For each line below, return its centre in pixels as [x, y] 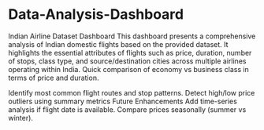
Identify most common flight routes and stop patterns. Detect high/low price [132, 92]
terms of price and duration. [54, 78]
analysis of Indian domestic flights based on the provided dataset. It [118, 44]
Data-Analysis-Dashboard [96, 14]
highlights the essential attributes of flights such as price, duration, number [130, 52]
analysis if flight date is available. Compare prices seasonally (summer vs [127, 109]
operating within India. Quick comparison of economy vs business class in [129, 69]
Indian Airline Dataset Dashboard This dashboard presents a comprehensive [132, 36]
